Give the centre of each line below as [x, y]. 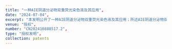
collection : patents [27, 39]
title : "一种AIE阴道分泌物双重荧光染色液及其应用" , [55, 10]
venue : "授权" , [21, 24]
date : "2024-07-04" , [27, 15]
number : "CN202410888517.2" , [36, 29]
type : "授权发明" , [24, 34]
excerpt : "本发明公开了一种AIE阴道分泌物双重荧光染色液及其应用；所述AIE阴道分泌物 [85, 19]
